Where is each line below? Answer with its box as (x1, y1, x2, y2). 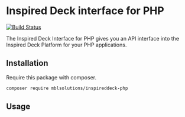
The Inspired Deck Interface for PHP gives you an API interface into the (6, 35, 179, 42)
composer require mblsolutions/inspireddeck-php (6, 85, 128, 91)
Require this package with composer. (6, 73, 96, 81)
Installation (6, 58, 48, 68)
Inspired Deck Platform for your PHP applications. (6, 41, 127, 48)
